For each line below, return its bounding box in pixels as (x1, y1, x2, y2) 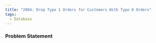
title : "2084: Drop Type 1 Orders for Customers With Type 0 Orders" (5, 7, 152, 12)
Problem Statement (5, 33, 53, 40)
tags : (5, 12, 16, 17)
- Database (9, 16, 32, 21)
